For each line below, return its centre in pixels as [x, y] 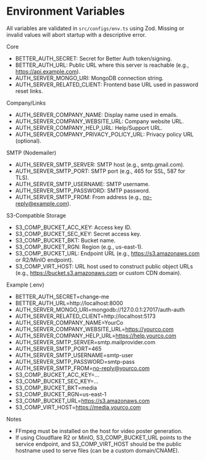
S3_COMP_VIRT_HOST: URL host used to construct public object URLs [104, 266]
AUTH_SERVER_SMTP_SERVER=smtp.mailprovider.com [85, 342]
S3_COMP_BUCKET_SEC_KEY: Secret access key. [78, 233]
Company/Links [26, 103]
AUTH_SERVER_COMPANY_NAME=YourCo [69, 322]
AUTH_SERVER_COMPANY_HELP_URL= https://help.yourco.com [96, 336]
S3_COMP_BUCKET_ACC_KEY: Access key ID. [73, 227]
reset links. [29, 91]
